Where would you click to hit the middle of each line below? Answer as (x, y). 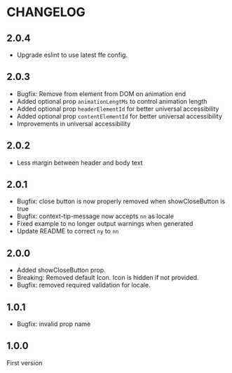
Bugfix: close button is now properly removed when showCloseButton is (121, 201)
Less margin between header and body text (80, 163)
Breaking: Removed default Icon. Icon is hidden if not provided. (108, 278)
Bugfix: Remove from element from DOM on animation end (101, 94)
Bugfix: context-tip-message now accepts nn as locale (95, 216)
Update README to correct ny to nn (68, 231)
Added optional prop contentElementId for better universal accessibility (119, 116)
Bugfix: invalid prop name (54, 324)
